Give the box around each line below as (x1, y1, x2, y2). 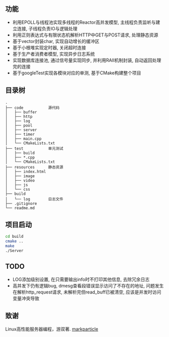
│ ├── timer (5, 132, 35, 137)
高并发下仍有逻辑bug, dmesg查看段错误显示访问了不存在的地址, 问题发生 (12, 282, 164, 288)
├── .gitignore (5, 201, 37, 206)
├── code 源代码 (5, 105, 60, 110)
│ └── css (5, 187, 30, 192)
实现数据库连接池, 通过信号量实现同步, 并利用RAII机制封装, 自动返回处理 (12, 57, 161, 63)
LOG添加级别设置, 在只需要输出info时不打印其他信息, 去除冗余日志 (12, 276, 150, 282)
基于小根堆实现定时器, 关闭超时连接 (12, 45, 86, 51)
